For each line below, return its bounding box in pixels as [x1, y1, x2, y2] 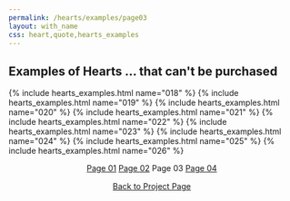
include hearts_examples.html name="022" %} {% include [8, 117, 227, 128]
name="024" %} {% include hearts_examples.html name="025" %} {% [8, 136, 275, 147]
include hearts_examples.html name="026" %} [8, 146, 185, 157]
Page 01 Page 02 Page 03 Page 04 [86, 163, 217, 174]
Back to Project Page [112, 181, 192, 192]
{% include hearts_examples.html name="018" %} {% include [8, 88, 239, 99]
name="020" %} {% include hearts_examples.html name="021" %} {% [8, 107, 274, 118]
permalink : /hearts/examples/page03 [8, 13, 147, 23]
